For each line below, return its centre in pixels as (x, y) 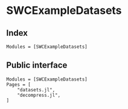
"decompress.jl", (39, 95)
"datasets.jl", (36, 90)
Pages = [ (19, 84)
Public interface (37, 65)
